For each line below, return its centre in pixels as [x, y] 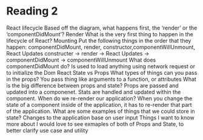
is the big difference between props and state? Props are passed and [92, 85]
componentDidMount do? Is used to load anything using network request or [101, 66]
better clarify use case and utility [47, 130]
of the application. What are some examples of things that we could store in [101, 111]
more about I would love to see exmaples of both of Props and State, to [95, 124]
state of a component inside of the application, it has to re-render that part [99, 104]
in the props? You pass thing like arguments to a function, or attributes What [101, 79]
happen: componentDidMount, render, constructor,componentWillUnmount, [101, 47]
